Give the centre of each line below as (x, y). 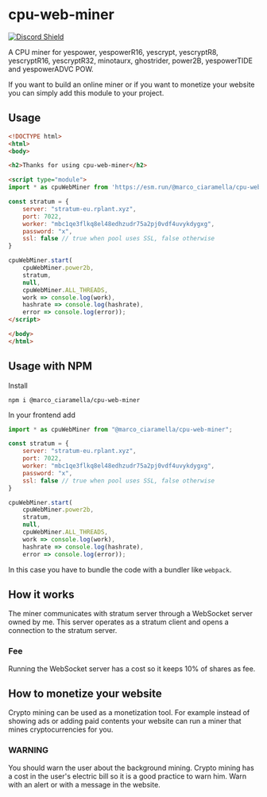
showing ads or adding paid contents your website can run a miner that (125, 721)
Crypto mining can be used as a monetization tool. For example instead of (129, 713)
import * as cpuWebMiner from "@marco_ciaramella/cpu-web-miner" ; (120, 429)
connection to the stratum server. (63, 631)
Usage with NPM (50, 367)
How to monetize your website (85, 694)
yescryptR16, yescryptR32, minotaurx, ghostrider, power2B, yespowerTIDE (130, 61)
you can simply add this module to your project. (86, 92)
